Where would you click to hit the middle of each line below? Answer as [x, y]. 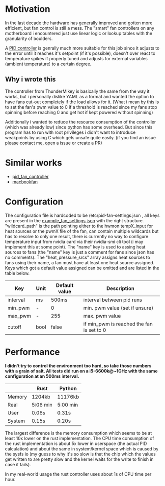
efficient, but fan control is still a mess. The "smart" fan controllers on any [80, 28]
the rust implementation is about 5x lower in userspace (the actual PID [76, 444]
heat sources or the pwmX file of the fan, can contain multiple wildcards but [82, 231]
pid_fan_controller [30, 176]
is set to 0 [95, 330]
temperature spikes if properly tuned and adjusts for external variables [77, 58]
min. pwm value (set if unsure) [118, 308]
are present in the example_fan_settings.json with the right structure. [74, 220]
